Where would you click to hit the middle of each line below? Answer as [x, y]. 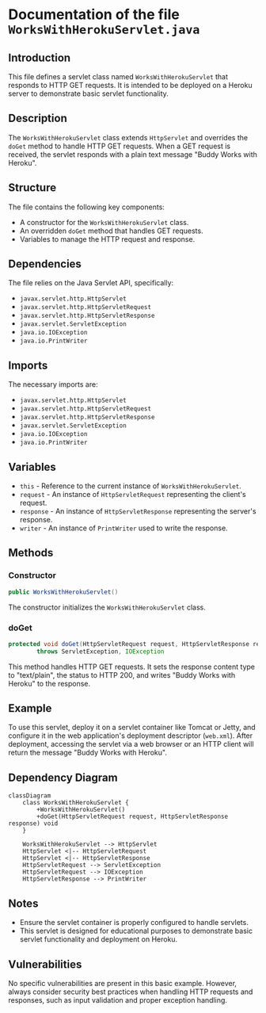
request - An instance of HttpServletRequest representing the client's [133, 495]
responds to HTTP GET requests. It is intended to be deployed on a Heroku [130, 85]
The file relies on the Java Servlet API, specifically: [91, 283]
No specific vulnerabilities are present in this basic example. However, [123, 983]
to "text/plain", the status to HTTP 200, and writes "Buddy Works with [122, 675]
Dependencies [45, 264]
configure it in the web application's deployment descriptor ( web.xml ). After [131, 736]
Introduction [40, 57]
